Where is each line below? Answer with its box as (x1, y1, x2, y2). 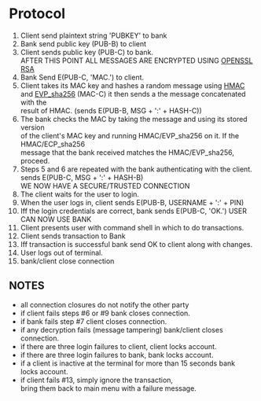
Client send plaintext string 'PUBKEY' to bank (20, 31, 167, 40)
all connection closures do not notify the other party (20, 300, 189, 309)
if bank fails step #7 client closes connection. (20, 316, 167, 326)
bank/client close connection (20, 256, 115, 266)
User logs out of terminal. (20, 248, 103, 257)
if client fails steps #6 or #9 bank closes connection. (20, 308, 191, 318)
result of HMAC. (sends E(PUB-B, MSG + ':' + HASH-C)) (20, 105, 203, 115)
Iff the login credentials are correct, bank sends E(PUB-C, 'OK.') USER (20, 206, 247, 215)
